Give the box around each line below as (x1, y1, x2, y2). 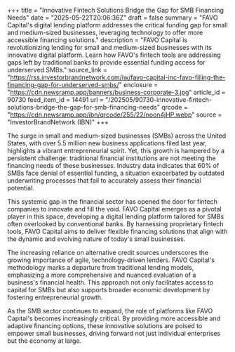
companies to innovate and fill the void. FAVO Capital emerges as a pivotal (7, 205, 222, 213)
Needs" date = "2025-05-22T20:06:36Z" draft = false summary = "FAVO (7, 13, 218, 22)
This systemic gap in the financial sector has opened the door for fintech (7, 197, 217, 206)
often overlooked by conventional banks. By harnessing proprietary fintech (7, 220, 224, 228)
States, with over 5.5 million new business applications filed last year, (7, 139, 207, 147)
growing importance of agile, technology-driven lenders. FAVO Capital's (7, 256, 215, 264)
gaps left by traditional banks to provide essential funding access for (7, 58, 206, 66)
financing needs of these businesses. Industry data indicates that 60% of (7, 162, 220, 169)
